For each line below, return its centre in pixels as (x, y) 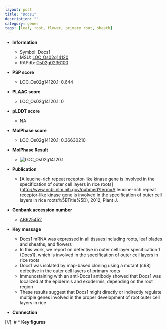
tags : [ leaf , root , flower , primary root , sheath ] (59, 28)
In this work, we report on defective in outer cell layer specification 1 (90, 250)
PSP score (23, 72)
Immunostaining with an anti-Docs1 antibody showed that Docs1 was (90, 276)
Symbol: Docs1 (35, 52)
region (26, 287)
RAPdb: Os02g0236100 (44, 63)
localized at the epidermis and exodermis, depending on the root (86, 282)
